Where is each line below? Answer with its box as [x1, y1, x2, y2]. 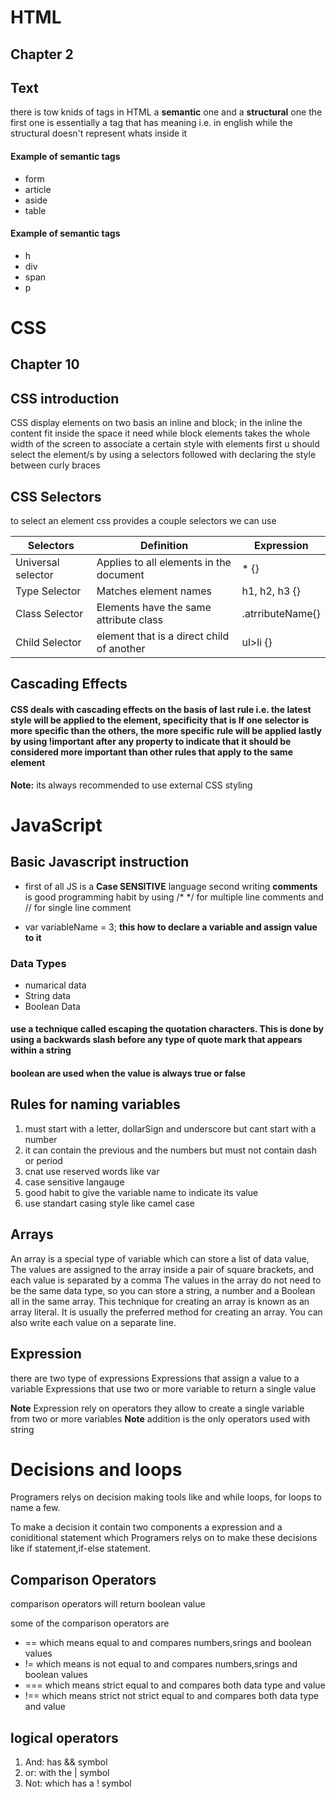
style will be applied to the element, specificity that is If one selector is [10, 714, 310, 726]
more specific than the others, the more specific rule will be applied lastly [10, 724, 322, 736]
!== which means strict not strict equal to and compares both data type [24, 1690, 319, 1702]
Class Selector [15, 607, 84, 620]
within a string [10, 1044, 72, 1056]
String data [24, 989, 71, 1001]
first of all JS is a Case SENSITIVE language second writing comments [24, 880, 318, 892]
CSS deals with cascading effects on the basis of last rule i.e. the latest [10, 703, 312, 715]
